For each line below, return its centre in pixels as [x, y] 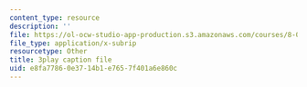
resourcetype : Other [49, 52]
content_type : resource [55, 18]
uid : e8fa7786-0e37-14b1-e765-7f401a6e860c [94, 69]
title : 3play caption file [61, 60]
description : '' [40, 26]
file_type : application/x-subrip [73, 43]
